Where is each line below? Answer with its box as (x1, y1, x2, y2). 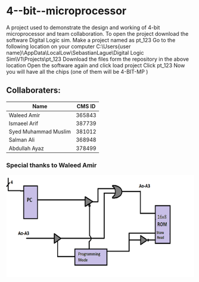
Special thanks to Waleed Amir (6, 161, 97, 169)
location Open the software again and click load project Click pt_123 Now (6, 61, 185, 69)
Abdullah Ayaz (8, 145, 44, 152)
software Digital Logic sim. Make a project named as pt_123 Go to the (6, 36, 176, 43)
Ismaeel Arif (8, 120, 39, 127)
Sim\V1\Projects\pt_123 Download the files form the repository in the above (6, 55, 189, 62)
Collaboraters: (6, 85, 61, 96)
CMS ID (76, 103, 96, 110)
